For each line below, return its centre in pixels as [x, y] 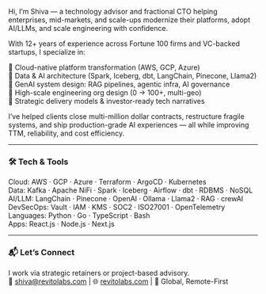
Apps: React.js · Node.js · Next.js [61, 224]
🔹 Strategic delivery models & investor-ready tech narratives [106, 101]
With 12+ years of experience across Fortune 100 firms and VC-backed [124, 44]
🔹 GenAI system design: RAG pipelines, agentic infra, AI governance [119, 84]
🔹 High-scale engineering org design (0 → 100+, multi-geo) [105, 93]
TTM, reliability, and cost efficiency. [66, 133]
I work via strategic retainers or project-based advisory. [99, 273]
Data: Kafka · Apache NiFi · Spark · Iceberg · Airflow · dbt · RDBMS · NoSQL [131, 190]
